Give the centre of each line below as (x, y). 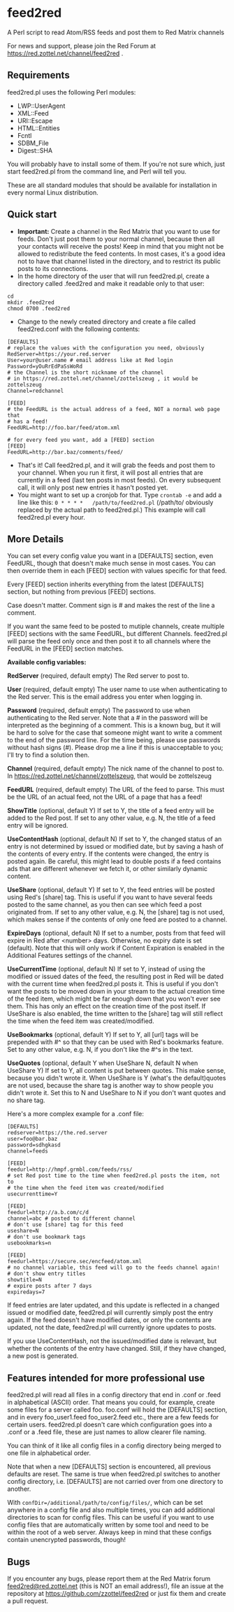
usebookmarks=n (29, 1243)
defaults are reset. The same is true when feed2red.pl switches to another (114, 1474)
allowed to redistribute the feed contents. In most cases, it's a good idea (121, 253)
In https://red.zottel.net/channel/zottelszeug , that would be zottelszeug (109, 776)
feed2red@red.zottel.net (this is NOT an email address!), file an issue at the (116, 1586)
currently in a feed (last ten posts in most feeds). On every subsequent (119, 480)
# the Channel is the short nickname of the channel (86, 373)
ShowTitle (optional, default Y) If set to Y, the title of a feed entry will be (111, 811)
